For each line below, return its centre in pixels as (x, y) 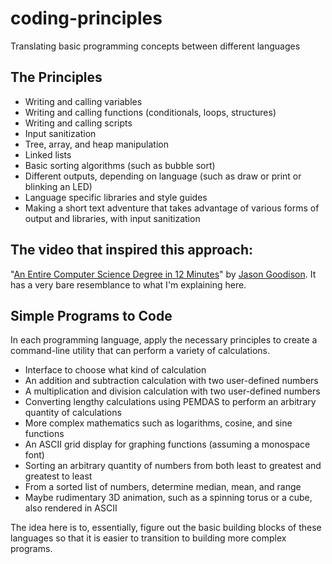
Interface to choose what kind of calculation (115, 370)
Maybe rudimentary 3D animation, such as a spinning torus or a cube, (168, 498)
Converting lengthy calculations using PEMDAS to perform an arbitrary (170, 402)
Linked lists (48, 154)
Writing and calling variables (83, 101)
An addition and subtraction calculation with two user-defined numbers (171, 381)
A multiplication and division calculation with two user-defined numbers (172, 391)
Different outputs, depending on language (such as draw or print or (163, 176)
